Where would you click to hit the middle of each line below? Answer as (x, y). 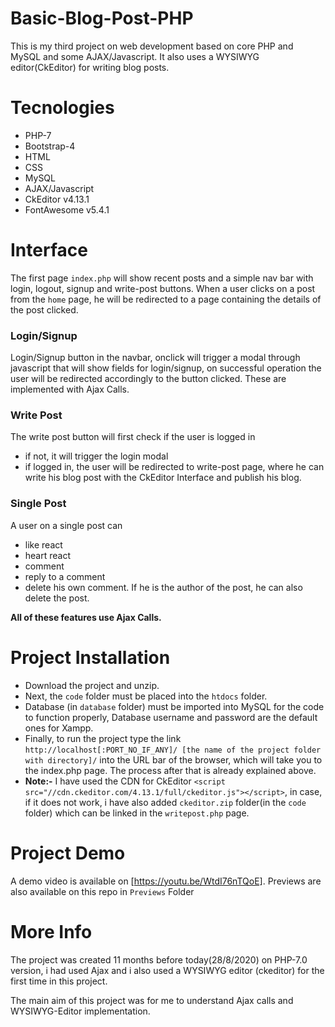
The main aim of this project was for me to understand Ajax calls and (152, 1000)
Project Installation (90, 657)
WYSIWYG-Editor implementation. (80, 1011)
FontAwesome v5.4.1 (67, 209)
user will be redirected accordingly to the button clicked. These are (148, 379)
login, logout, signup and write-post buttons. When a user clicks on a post (163, 288)
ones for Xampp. (59, 728)
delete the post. (57, 598)
